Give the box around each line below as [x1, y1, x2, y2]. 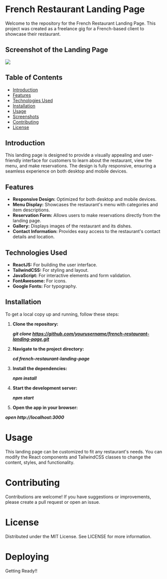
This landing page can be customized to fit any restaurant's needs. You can [5, 448, 162, 454]
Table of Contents [5, 73, 63, 82]
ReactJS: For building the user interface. [12, 262, 97, 268]
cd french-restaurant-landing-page [12, 356, 90, 362]
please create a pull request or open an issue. [5, 499, 100, 505]
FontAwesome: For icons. [12, 278, 67, 283]
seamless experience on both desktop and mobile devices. [5, 168, 128, 175]
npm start [12, 394, 34, 400]
